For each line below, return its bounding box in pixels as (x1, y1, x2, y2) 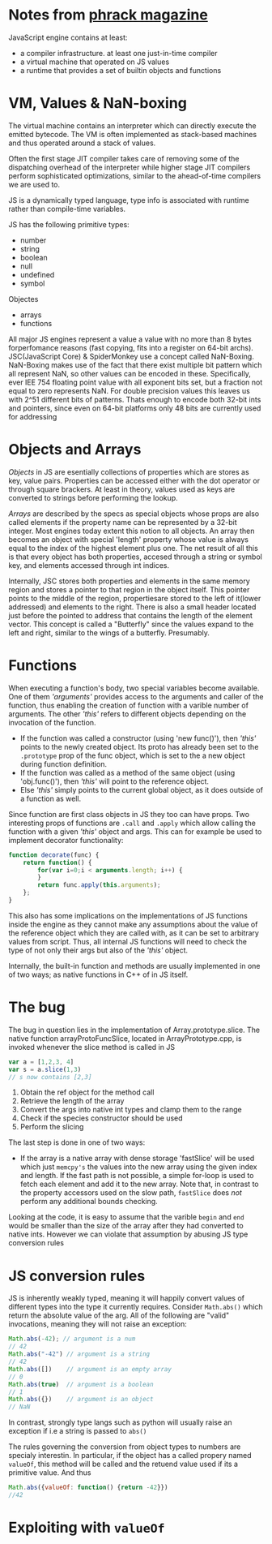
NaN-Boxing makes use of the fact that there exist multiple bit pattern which (8, 359, 262, 370)
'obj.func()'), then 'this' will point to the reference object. (19, 776, 209, 786)
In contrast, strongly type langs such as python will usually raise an (8, 1417, 232, 1427)
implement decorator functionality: (8, 835, 124, 845)
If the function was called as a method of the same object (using (19, 768, 236, 777)
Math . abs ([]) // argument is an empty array (8, 1365, 172, 1373)
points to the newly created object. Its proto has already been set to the (19, 742, 259, 751)
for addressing (8, 411, 57, 421)
